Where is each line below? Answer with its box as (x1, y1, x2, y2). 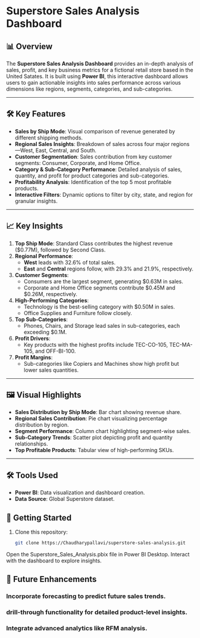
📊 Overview (6, 41, 53, 51)
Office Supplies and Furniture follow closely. (23, 309, 132, 316)
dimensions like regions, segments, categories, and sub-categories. (6, 85, 173, 92)
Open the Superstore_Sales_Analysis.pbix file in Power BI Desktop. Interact (6, 550, 190, 558)
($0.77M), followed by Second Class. (14, 246, 106, 253)
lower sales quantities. (23, 366, 79, 374)
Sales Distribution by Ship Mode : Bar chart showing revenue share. (14, 409, 182, 416)
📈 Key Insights (6, 221, 64, 231)
